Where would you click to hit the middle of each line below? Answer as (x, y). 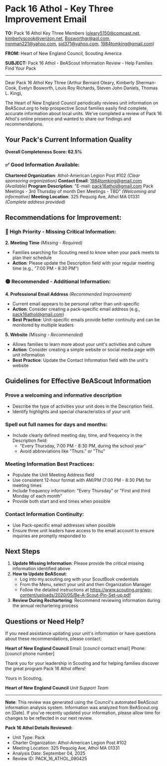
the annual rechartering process (45, 606)
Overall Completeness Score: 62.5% (43, 152)
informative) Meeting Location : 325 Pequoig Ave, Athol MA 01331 (73, 197)
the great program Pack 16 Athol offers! (45, 669)
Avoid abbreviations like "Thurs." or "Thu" (62, 451)
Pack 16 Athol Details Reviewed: (39, 728)
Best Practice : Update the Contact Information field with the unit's (80, 360)
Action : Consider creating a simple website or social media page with (83, 350)
